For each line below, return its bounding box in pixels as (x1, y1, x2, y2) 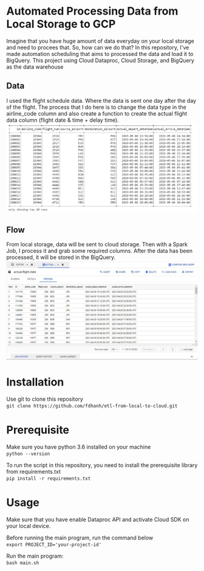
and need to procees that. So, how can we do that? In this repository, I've (6, 44, 189, 51)
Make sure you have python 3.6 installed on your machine (6, 443, 151, 451)
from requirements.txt (6, 468, 61, 475)
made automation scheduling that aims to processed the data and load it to (6, 50, 194, 57)
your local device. (6, 522, 51, 530)
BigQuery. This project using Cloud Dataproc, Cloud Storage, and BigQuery (6, 57, 194, 64)
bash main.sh (6, 559, 39, 566)
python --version (6, 451, 50, 457)
